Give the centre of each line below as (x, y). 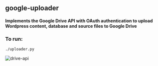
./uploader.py (20, 49)
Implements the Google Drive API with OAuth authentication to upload (79, 21)
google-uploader (32, 8)
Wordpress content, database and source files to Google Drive (71, 26)
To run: (14, 39)
